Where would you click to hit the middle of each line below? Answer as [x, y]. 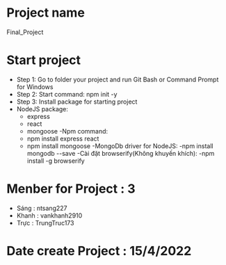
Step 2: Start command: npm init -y [67, 94]
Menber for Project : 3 [71, 189]
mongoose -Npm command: [67, 131]
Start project [44, 60]
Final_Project [25, 32]
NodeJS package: [42, 109]
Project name [46, 13]
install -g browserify [56, 161]
